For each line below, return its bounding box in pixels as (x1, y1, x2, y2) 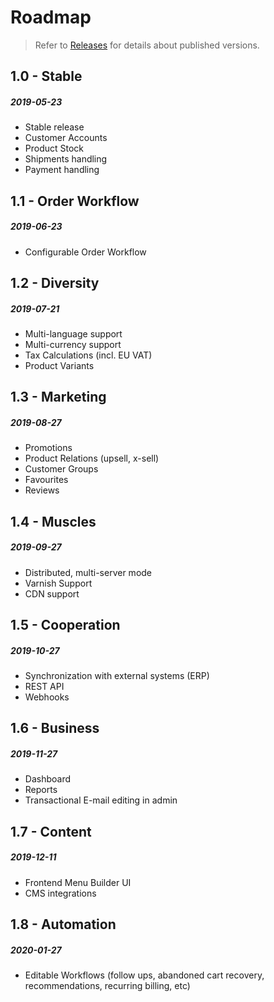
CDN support (24, 587, 80, 600)
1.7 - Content (10, 823, 92, 840)
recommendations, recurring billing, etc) (24, 980, 191, 992)
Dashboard (24, 773, 72, 785)
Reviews (24, 484, 60, 496)
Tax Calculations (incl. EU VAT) (24, 349, 153, 361)
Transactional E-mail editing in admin (24, 794, 178, 806)
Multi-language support (24, 328, 123, 340)
